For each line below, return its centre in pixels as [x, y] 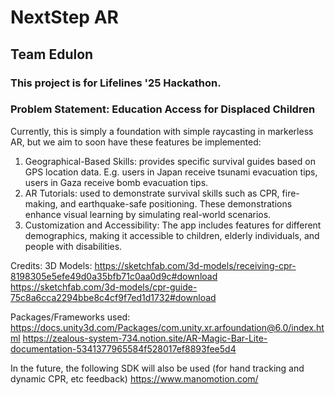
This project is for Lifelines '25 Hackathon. [116, 83]
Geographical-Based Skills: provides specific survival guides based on [170, 161]
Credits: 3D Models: [51, 265]
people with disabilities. [73, 246]
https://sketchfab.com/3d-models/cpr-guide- [104, 287]
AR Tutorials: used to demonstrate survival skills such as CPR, [152, 193]
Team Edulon [52, 54]
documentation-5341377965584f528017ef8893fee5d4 [123, 348]
